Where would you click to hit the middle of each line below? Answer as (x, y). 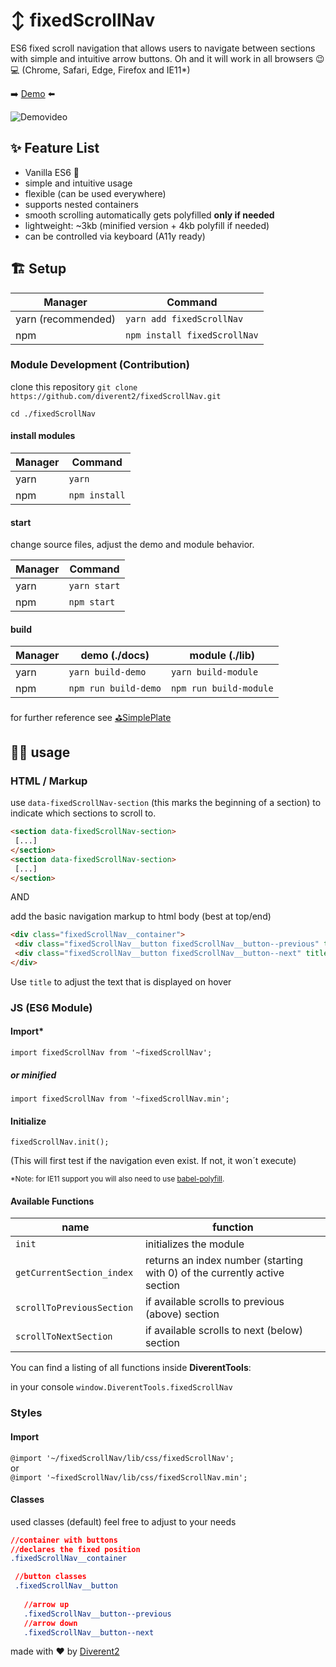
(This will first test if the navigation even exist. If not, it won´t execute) (153, 1161)
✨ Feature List (55, 148)
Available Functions (52, 1201)
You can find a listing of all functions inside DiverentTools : (131, 1368)
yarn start (94, 586)
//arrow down (50, 1623)
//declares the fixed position (75, 1549)
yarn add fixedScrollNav (184, 318)
